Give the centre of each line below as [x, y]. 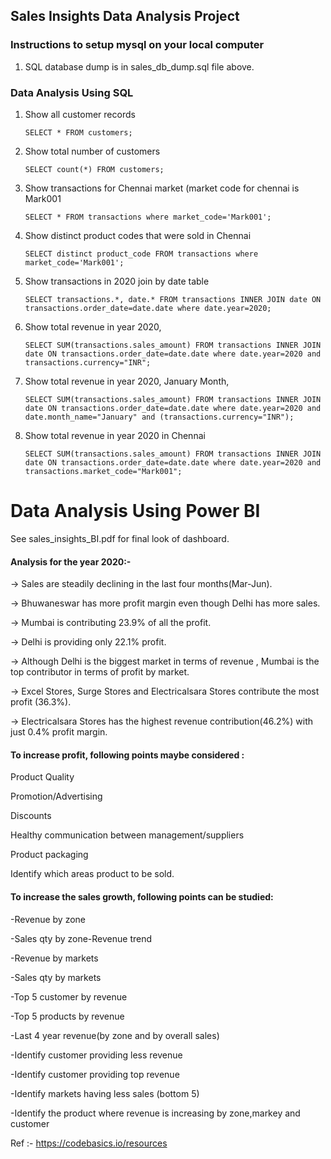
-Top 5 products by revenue [67, 1016]
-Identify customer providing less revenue [96, 1055]
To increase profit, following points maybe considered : [127, 755]
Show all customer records [80, 114]
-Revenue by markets [54, 958]
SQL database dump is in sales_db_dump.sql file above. [139, 66]
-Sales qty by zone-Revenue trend [81, 938]
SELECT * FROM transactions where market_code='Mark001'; [148, 217]
